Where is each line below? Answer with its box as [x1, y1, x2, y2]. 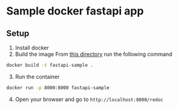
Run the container [15, 73, 60, 80]
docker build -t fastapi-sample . [6, 62, 94, 68]
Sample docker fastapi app [6, 4, 144, 18]
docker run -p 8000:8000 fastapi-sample [6, 84, 110, 91]
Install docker [15, 44, 50, 51]
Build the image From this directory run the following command [15, 51, 173, 58]
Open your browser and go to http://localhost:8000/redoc [15, 95, 163, 103]
